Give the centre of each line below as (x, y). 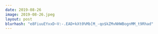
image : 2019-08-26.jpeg (30, 14)
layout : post (19, 19)
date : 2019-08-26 (23, 10)
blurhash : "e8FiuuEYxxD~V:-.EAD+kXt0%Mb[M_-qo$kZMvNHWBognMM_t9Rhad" (80, 24)
